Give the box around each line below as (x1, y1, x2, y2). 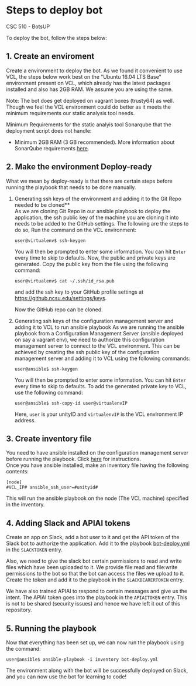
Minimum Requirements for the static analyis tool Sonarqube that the (6, 121, 171, 128)
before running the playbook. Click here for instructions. (6, 456, 142, 463)
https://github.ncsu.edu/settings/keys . (14, 294, 107, 301)
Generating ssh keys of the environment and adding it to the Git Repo (14, 195, 181, 202)
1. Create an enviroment (6, 51, 95, 62)
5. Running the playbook (6, 623, 97, 633)
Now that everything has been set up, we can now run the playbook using (6, 639, 184, 646)
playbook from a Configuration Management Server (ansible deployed (14, 329, 184, 337)
